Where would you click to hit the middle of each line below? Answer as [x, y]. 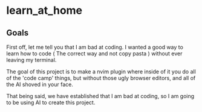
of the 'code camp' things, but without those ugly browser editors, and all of [101, 78]
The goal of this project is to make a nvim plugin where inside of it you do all [101, 72]
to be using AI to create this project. [51, 102]
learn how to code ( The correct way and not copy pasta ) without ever [94, 54]
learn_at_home [44, 11]
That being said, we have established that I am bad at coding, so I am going [100, 96]
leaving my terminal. [31, 60]
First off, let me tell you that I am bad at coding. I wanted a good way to [95, 47]
